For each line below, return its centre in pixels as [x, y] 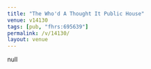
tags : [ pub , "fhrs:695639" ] [48, 26]
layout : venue [28, 40]
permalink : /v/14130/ [39, 33]
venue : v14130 [28, 20]
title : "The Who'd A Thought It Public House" [76, 14]
